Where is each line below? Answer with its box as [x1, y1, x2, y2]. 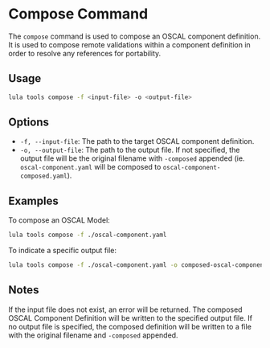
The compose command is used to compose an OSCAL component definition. [8, 31, 261, 41]
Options [8, 116, 50, 129]
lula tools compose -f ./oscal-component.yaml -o [8, 261, 178, 269]
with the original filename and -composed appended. [8, 330, 178, 340]
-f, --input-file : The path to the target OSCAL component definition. [19, 137, 255, 146]
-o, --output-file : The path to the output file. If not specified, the [19, 145, 240, 155]
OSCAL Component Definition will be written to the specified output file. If [8, 313, 253, 322]
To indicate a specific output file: [8, 246, 117, 256]
